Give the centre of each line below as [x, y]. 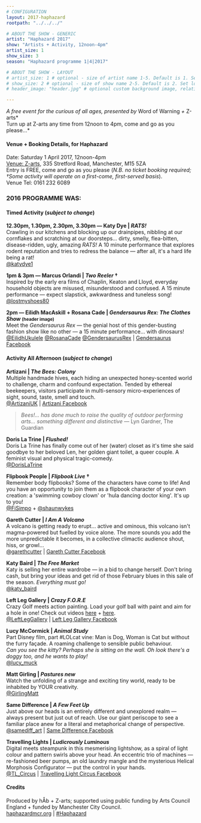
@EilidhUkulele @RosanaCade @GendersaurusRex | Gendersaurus [89, 338]
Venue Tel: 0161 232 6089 [38, 183]
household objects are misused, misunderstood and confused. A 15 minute [98, 288]
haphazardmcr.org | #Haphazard [46, 813]
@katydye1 [20, 264]
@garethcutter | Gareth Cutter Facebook [56, 551]
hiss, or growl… [25, 545]
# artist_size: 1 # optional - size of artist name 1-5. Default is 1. [97, 78]
